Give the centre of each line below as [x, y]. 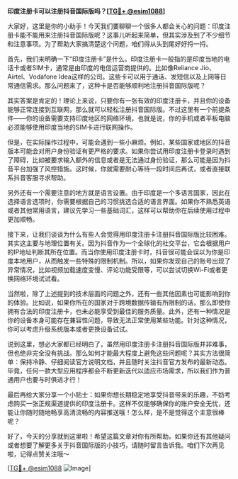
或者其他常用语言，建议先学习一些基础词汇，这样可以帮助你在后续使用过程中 [119, 210]
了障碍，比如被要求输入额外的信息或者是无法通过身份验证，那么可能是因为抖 [119, 160]
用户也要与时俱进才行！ [47, 379]
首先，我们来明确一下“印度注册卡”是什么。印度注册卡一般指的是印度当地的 [116, 59]
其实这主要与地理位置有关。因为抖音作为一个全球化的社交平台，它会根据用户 [119, 243]
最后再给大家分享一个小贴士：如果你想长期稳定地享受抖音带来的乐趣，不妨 [116, 395]
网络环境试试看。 [38, 278]
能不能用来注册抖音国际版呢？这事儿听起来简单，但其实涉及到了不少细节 [125, 35]
